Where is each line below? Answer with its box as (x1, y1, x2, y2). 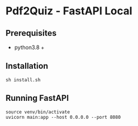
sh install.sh (5, 76, 41, 83)
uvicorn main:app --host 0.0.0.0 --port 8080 (5, 114, 121, 120)
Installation (5, 61, 48, 71)
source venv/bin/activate (5, 109, 70, 115)
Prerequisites (5, 28, 57, 38)
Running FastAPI (5, 93, 69, 103)
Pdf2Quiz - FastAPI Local (5, 4, 133, 18)
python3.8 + (14, 44, 45, 51)
